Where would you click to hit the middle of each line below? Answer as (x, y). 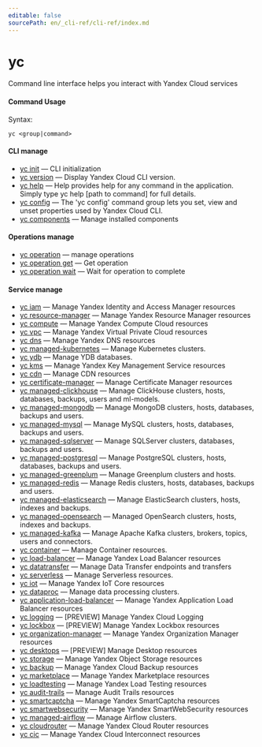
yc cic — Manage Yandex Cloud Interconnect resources (110, 734)
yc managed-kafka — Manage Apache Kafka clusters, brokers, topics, (133, 533)
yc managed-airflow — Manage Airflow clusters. (98, 718)
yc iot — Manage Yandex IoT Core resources (92, 584)
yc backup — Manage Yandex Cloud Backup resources (109, 667)
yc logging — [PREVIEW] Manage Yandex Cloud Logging (112, 617)
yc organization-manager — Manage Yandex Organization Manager (129, 634)
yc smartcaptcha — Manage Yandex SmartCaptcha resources (120, 701)
